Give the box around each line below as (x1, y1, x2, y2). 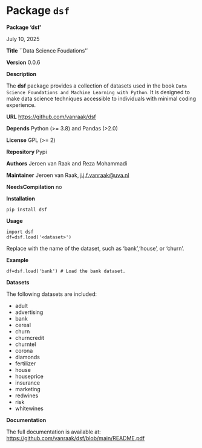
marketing (15, 385, 41, 392)
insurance (15, 379, 41, 386)
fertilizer (15, 360, 36, 367)
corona (15, 347, 33, 354)
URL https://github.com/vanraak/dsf (6, 113, 97, 120)
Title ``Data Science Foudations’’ (6, 46, 88, 54)
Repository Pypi (6, 148, 47, 155)
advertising (15, 309, 44, 316)
